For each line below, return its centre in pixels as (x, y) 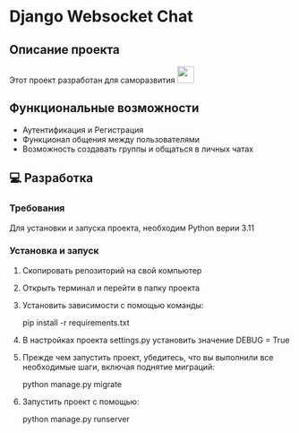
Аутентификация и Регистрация (83, 130)
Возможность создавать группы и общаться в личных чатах (137, 149)
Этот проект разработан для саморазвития (93, 80)
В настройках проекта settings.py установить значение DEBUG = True (156, 340)
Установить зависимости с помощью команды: (113, 305)
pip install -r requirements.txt (76, 322)
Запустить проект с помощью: (81, 402)
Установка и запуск (54, 251)
